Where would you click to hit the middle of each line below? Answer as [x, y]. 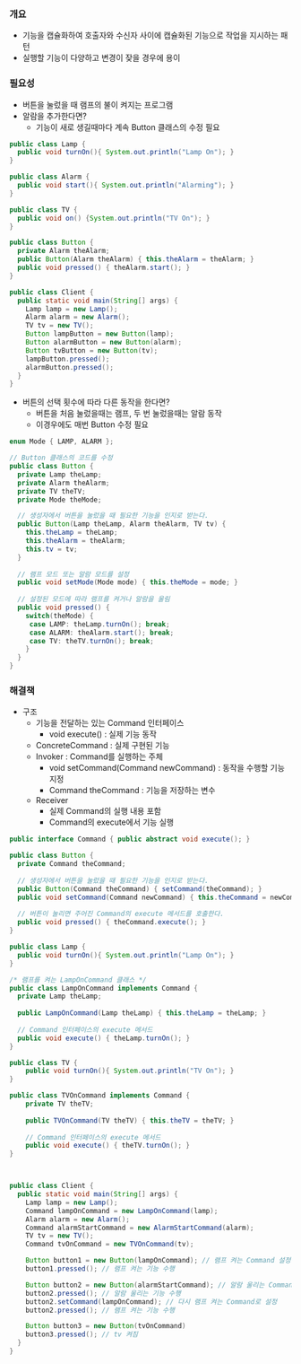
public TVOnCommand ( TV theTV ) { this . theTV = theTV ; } [130, 1120]
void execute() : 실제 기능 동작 [103, 734]
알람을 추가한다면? [54, 116]
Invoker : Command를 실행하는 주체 [99, 756]
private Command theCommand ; [72, 864]
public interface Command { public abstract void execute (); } [130, 839]
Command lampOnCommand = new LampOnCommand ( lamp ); [122, 1211]
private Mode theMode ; [60, 500]
